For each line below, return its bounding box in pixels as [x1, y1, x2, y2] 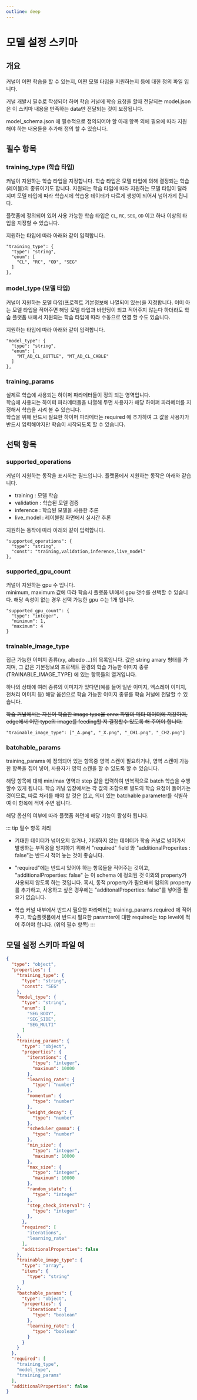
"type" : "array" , [21, 1263, 65, 1269]
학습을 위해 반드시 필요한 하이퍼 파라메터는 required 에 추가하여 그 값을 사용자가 [6, 413, 189, 420]
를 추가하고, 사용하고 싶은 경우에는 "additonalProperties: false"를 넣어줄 [14, 886, 182, 893]
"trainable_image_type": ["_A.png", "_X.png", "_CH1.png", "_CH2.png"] [6, 730, 185, 736]
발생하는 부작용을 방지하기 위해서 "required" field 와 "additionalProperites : [14, 844, 191, 851]
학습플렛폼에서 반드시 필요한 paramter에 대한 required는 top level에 [27, 914, 184, 921]
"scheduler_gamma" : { [27, 1126, 81, 1132]
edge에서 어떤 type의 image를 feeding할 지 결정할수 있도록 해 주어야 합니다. [6, 718, 183, 725]
